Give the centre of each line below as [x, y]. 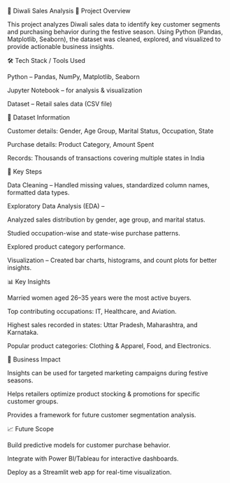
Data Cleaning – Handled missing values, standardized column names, [108, 185]
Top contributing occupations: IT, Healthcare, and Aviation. [92, 311]
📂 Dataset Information [39, 117]
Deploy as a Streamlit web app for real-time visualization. [89, 472]
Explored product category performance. [66, 247]
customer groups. [33, 401]
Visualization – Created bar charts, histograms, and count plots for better [112, 260]
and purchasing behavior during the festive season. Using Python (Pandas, [115, 32]
